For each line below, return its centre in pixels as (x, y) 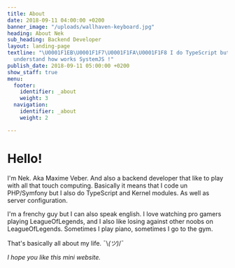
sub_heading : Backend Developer (54, 40)
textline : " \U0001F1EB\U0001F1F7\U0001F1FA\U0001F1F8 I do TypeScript (112, 53)
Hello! (25, 158)
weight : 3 (34, 99)
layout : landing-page (39, 46)
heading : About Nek (36, 33)
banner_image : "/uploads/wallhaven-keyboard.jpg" (81, 27)
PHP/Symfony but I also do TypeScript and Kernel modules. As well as (108, 192)
